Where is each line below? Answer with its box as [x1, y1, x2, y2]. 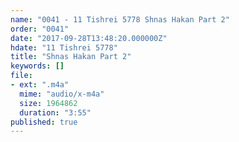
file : [10, 71, 33, 81]
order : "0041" [10, 24, 70, 34]
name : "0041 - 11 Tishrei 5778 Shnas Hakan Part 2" [10, 14, 230, 25]
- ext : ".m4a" [10, 80, 70, 90]
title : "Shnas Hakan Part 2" [10, 52, 132, 62]
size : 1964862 [19, 98, 78, 108]
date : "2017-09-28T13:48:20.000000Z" [10, 33, 168, 43]
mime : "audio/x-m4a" [19, 89, 105, 99]
